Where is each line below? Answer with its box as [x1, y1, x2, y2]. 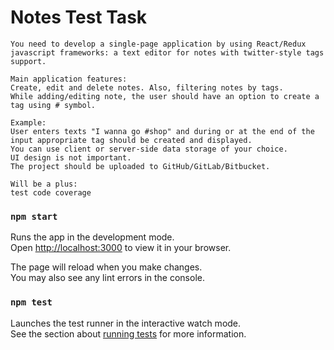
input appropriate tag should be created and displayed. [10, 135, 253, 145]
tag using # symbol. [10, 100, 97, 110]
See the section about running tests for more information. [10, 327, 247, 340]
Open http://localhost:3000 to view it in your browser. [10, 242, 232, 254]
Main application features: [10, 74, 128, 84]
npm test [10, 297, 53, 308]
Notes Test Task [10, 6, 148, 29]
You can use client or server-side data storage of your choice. [10, 144, 288, 154]
